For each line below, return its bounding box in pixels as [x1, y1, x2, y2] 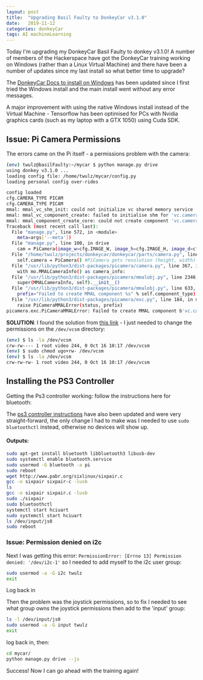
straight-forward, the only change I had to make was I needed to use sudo [6, 417, 189, 424]
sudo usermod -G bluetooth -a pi [6, 461, 91, 468]
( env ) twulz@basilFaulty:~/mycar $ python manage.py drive [6, 162, 158, 168]
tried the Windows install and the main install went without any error [6, 85, 175, 93]
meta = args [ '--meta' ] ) [17, 234, 71, 241]
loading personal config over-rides [6, 179, 98, 185]
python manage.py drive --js [6, 656, 80, 662]
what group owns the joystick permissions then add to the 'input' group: [6, 605, 185, 612]
